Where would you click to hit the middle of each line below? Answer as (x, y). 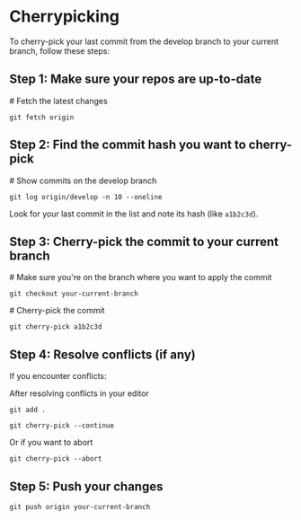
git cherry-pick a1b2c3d (56, 327)
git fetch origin (42, 117)
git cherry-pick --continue (62, 426)
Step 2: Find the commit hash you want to (128, 145)
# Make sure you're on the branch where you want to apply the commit (141, 278)
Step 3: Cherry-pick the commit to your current (144, 241)
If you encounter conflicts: (58, 376)
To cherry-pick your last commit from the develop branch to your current (144, 41)
